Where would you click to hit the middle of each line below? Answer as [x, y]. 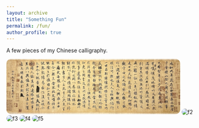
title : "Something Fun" [37, 19]
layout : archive [27, 13]
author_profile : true [34, 32]
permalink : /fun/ [28, 26]
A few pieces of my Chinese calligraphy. [57, 51]
